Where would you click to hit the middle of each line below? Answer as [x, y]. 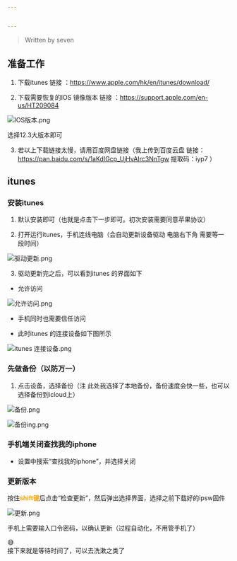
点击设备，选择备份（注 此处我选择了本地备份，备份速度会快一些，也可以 [123, 386]
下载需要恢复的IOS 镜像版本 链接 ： [69, 97]
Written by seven [49, 40]
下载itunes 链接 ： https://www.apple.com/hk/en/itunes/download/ [114, 82]
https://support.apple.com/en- [164, 97]
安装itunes [26, 202]
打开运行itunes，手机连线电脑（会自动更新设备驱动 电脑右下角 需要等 [118, 235]
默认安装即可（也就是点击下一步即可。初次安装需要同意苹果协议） [113, 219]
